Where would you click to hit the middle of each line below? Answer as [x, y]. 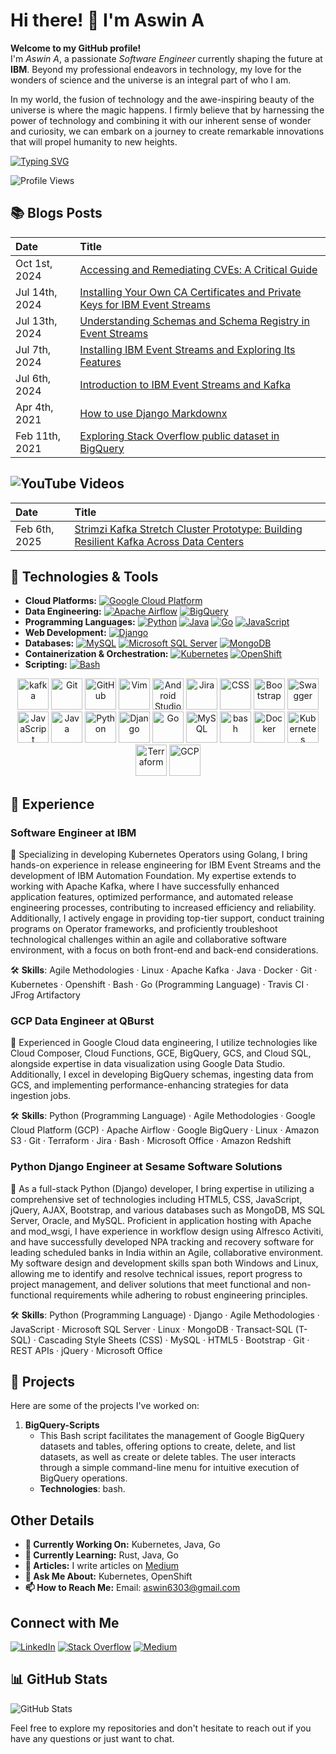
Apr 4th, [34, 407]
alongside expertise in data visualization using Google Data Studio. [148, 1064]
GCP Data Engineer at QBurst [82, 1021]
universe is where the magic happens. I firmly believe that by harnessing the [167, 110]
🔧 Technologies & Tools [84, 576]
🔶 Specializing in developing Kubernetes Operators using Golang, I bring [159, 855]
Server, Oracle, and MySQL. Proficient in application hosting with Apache [161, 1220]
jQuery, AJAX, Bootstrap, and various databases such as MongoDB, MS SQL [168, 1210]
